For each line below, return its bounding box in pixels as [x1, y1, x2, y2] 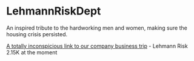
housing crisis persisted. [6, 30, 68, 37]
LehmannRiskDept [6, 4, 101, 18]
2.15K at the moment [6, 48, 58, 56]
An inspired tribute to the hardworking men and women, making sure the [6, 24, 188, 31]
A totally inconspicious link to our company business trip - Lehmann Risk [6, 42, 188, 50]
